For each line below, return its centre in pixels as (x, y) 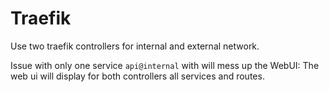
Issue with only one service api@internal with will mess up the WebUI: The (165, 65)
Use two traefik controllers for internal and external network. (135, 46)
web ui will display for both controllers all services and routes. (137, 76)
